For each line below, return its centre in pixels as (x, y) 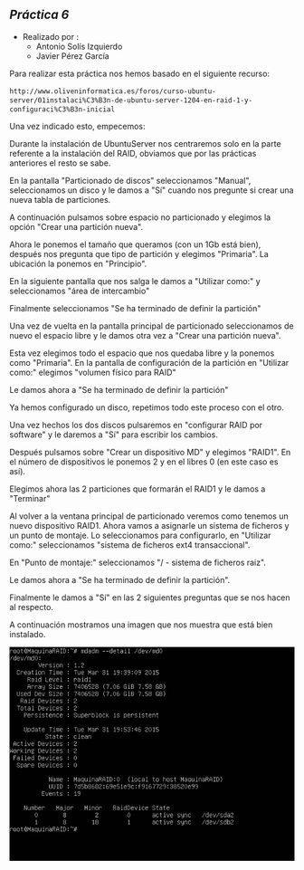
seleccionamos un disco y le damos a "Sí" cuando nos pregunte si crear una (152, 190)
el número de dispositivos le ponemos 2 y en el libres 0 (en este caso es (144, 462)
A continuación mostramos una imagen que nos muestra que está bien (141, 625)
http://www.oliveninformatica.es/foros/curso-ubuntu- (113, 91)
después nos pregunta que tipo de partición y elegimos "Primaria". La (139, 253)
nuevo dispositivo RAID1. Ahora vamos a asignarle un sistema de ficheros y (149, 525)
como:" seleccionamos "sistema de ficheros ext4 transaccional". (130, 545)
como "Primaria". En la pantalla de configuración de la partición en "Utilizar (149, 362)
